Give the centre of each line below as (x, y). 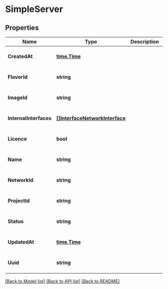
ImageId (17, 97)
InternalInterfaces (29, 118)
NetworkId (20, 180)
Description (144, 42)
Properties (22, 28)
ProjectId (19, 201)
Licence (17, 139)
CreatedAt (20, 56)
